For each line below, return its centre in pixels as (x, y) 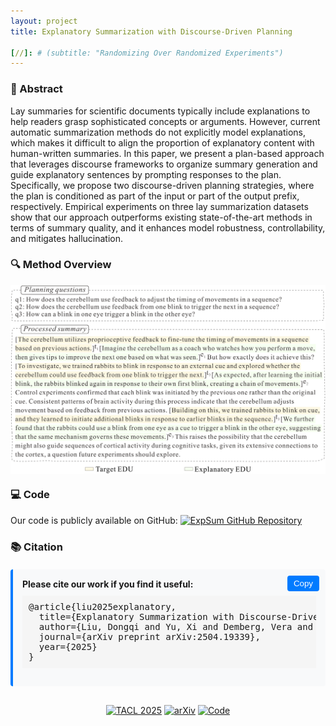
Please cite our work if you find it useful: (108, 584)
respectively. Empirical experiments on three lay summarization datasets (159, 206)
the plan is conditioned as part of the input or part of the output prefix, (155, 196)
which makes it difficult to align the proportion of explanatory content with (162, 142)
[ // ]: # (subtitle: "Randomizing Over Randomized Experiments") (147, 53)
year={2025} (68, 646)
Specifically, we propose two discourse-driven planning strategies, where (162, 185)
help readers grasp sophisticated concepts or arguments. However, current (165, 121)
